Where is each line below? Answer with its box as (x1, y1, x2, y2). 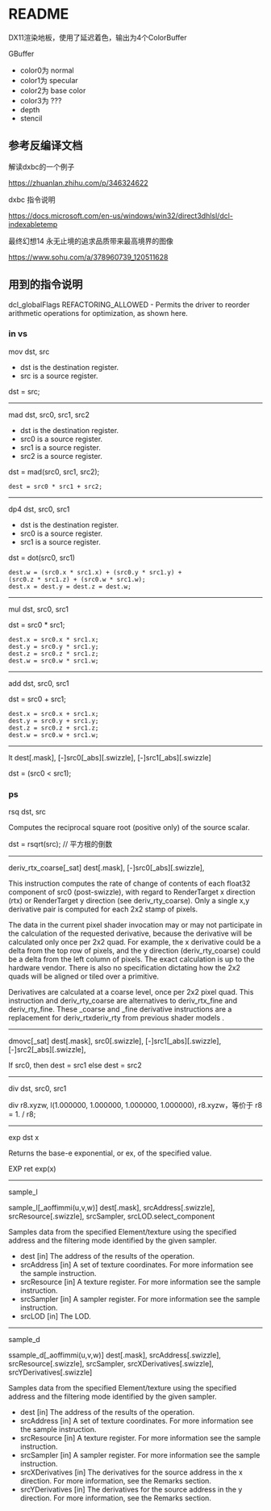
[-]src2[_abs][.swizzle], (8, 1045, 86, 1054)
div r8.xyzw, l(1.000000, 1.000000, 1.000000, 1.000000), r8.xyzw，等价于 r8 (8, 1101, 263, 1110)
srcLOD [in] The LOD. (19, 1311, 91, 1321)
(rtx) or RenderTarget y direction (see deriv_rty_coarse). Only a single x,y (8, 896, 250, 906)
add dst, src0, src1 (8, 678, 69, 688)
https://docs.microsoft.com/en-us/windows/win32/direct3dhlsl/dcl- (8, 211, 234, 221)
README (8, 5, 69, 23)
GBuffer (8, 48, 35, 58)
